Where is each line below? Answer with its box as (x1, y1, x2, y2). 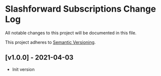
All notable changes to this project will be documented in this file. (5, 30, 137, 36)
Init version (12, 66, 35, 72)
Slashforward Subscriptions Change (5, 3, 156, 15)
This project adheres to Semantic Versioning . (5, 39, 96, 45)
